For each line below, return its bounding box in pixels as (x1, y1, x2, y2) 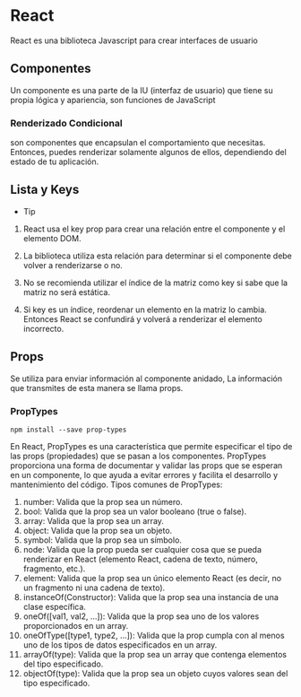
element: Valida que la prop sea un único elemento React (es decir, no (22, 572, 281, 583)
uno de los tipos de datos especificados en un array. (22, 639, 218, 650)
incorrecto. (22, 323, 64, 334)
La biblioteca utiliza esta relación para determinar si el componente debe (22, 250, 292, 261)
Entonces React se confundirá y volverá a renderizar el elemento (22, 313, 262, 324)
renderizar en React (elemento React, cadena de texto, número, (22, 553, 259, 564)
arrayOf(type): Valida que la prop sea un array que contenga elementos (22, 649, 288, 659)
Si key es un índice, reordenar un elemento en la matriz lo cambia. (22, 304, 267, 315)
